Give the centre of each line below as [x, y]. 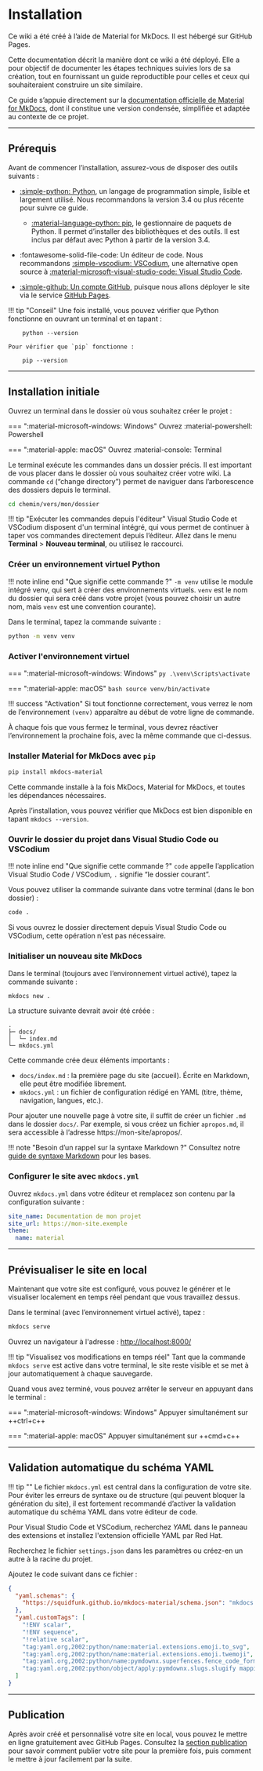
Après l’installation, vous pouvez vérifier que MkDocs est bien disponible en [130, 811]
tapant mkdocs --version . [49, 819]
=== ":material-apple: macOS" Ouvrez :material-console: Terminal [115, 450]
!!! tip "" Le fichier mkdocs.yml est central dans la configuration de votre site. [130, 1487]
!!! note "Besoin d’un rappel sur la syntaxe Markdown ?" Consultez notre [124, 1148]
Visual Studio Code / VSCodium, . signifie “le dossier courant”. [109, 875]
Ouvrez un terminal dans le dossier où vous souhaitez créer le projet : [120, 410]
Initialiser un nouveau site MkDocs [75, 957]
